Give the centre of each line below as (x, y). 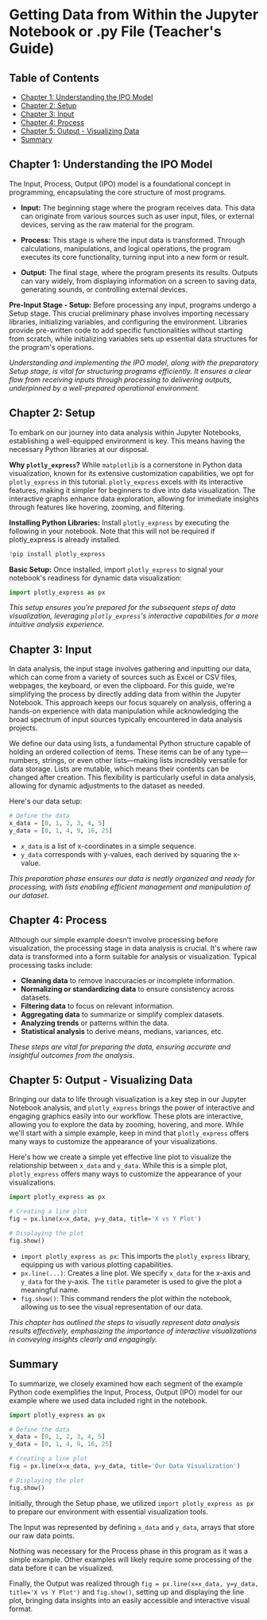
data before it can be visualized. (62, 1567)
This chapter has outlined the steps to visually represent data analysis (125, 1322)
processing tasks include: (51, 965)
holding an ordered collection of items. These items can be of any (117, 752)
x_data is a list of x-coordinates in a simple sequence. (108, 846)
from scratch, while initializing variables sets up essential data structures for (133, 338)
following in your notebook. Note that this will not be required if (112, 531)
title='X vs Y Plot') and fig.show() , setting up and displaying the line (127, 1591)
